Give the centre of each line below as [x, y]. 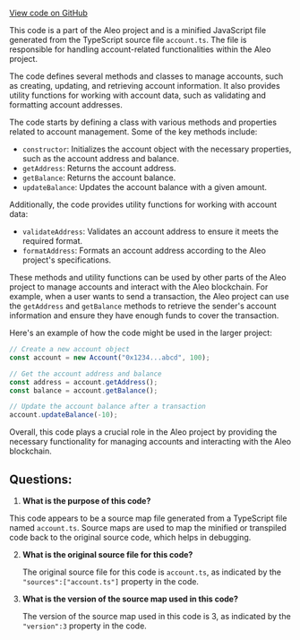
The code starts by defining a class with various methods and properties [143, 122]
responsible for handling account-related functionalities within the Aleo [140, 49]
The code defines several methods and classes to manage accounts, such [146, 76]
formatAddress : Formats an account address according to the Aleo [144, 251]
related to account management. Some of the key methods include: [133, 132]
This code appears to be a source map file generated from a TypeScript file [148, 518]
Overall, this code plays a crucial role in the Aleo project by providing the [143, 432]
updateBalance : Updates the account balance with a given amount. [144, 187]
